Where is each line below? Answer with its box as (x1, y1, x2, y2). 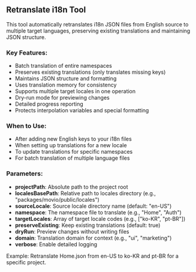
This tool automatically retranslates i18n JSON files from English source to (6, 20, 189, 28)
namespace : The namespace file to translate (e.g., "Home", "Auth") (14, 208, 182, 216)
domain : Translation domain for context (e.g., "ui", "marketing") (14, 234, 172, 241)
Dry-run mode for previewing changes (14, 94, 110, 101)
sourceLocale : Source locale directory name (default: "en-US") (14, 202, 172, 210)
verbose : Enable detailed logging (14, 240, 98, 248)
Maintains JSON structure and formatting (14, 75, 117, 82)
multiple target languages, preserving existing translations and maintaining (6, 27, 191, 34)
